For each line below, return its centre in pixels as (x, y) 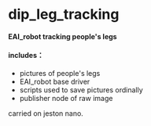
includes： (26, 56)
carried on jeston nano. (46, 113)
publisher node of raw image (66, 98)
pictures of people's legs (60, 73)
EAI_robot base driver (55, 81)
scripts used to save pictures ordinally (81, 90)
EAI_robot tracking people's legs (63, 36)
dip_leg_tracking (64, 14)
